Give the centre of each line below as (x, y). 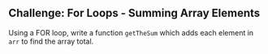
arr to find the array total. (51, 41)
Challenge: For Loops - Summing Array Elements (134, 13)
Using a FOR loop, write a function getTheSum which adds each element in (131, 32)
